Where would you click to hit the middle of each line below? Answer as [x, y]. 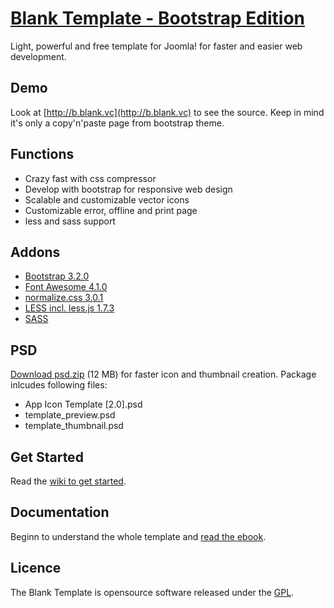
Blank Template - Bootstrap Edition [158, 18]
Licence [36, 568]
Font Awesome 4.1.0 [66, 287]
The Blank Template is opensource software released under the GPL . [152, 592]
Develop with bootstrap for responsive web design [128, 189]
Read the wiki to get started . [68, 481]
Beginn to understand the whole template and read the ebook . [138, 536]
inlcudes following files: [59, 385]
